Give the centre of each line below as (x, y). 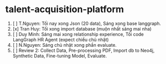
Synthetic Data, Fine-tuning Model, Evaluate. (60, 56)
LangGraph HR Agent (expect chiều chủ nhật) (61, 40)
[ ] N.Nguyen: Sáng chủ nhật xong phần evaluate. (65, 45)
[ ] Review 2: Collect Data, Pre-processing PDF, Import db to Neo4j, (84, 50)
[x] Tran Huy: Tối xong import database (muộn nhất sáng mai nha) (82, 28)
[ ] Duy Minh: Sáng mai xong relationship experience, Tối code (78, 34)
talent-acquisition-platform (65, 9)
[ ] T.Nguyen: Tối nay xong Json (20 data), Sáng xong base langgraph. (87, 23)
